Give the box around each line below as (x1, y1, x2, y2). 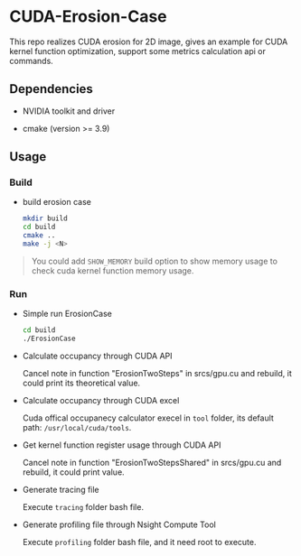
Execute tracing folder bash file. (22, 501, 145, 512)
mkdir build (22, 214, 68, 223)
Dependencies (9, 81, 93, 97)
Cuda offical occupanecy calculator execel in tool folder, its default (22, 412, 274, 423)
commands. (9, 55, 54, 66)
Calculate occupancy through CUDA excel (22, 394, 180, 405)
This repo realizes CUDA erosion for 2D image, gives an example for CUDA (9, 36, 288, 47)
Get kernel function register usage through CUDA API (22, 440, 221, 450)
